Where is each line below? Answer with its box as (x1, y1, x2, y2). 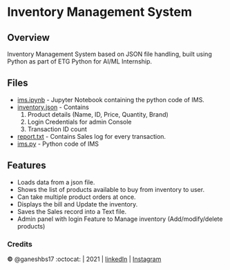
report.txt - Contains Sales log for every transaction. (17, 132, 166, 140)
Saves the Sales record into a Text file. (17, 207, 126, 215)
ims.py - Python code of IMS (17, 139, 99, 148)
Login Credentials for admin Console (27, 117, 132, 126)
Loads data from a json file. (17, 177, 95, 186)
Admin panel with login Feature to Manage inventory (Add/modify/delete (17, 215, 223, 223)
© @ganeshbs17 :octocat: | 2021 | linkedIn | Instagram (7, 255, 162, 263)
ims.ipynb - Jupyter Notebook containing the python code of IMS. (17, 95, 205, 104)
